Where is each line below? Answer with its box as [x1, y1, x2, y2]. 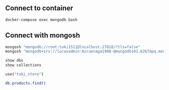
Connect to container [5, 4, 73, 12]
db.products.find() [5, 80, 46, 85]
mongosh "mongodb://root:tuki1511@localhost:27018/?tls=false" [5, 44, 141, 49]
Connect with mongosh [5, 31, 80, 39]
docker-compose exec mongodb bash [5, 17, 78, 22]
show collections [5, 62, 42, 68]
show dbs [5, 58, 24, 63]
